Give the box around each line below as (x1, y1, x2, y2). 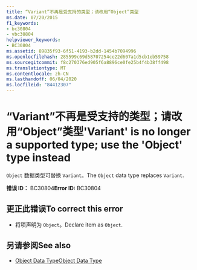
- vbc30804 (6, 31, 34, 37)
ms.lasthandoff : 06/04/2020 (6, 76, 77, 82)
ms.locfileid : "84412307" (6, 82, 71, 88)
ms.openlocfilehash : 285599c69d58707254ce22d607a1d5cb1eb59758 (6, 54, 169, 60)
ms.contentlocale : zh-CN (6, 71, 69, 77)
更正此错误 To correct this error (6, 204, 123, 214)
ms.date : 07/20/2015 (6, 14, 59, 21)
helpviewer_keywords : (6, 37, 61, 43)
